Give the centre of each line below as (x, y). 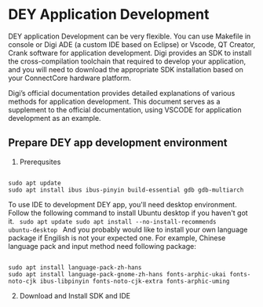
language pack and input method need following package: (102, 246)
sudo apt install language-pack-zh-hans (75, 267)
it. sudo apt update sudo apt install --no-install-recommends (113, 221)
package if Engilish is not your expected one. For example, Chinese (117, 238)
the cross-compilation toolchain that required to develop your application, (127, 61)
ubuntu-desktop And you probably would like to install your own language (128, 229)
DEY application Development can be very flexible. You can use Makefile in (130, 36)
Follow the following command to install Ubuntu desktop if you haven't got (128, 213)
